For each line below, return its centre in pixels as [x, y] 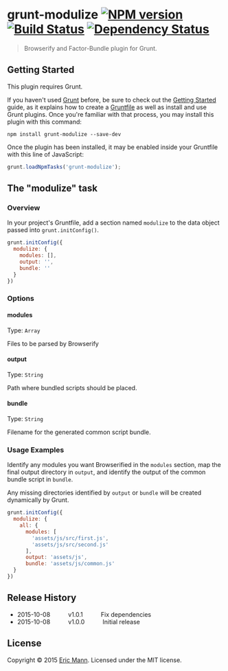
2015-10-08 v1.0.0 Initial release [79, 622]
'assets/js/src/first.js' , [70, 538]
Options [21, 299]
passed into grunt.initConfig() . [53, 230]
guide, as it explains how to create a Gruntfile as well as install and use [107, 107]
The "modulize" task [53, 189]
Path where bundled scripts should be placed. [72, 387]
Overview [24, 207]
